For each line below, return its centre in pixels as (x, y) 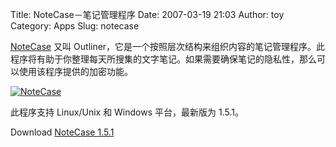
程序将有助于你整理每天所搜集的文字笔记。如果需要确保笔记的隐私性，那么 (163, 59)
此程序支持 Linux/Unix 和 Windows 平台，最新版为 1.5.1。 (127, 112)
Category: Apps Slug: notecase (75, 26)
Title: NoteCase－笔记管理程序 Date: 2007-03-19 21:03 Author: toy (147, 14)
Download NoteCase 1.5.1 (62, 132)
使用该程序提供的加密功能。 (75, 71)
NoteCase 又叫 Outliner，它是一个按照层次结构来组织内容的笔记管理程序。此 (168, 46)
